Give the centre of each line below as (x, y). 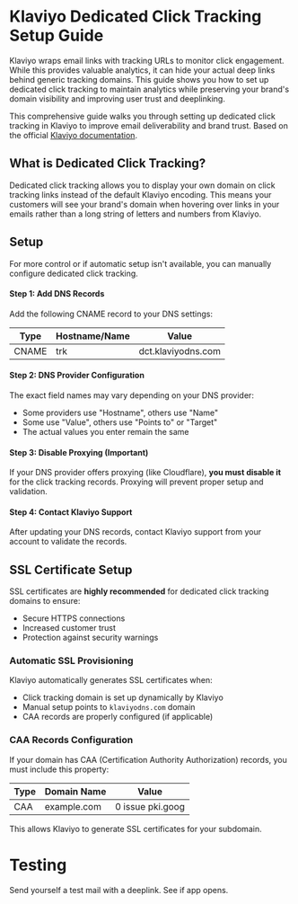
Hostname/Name (92, 336)
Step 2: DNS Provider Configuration (77, 376)
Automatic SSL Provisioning (71, 660)
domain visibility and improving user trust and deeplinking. (118, 98)
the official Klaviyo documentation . (73, 135)
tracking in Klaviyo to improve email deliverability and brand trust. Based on (149, 125)
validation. (28, 492)
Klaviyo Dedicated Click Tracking (136, 17)
